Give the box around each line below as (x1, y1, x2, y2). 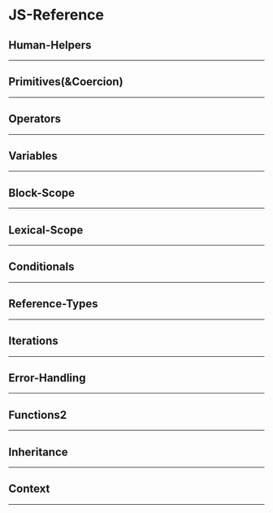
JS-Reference (8, 6, 104, 24)
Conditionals (8, 260, 75, 274)
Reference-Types (8, 297, 99, 311)
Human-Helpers (8, 38, 92, 52)
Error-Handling (8, 371, 86, 385)
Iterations (8, 334, 58, 348)
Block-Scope (8, 185, 76, 200)
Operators (8, 112, 62, 126)
